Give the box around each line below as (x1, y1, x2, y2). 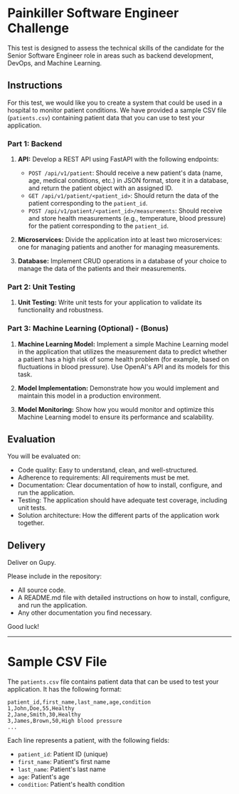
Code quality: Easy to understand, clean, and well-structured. (17, 466, 198, 475)
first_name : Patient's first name (17, 758, 110, 766)
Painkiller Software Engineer (7, 5, 179, 21)
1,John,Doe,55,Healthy (7, 705, 75, 712)
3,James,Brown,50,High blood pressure (7, 717, 122, 725)
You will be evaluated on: (7, 452, 81, 460)
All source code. (17, 586, 66, 595)
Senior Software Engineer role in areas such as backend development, (7, 51, 213, 60)
